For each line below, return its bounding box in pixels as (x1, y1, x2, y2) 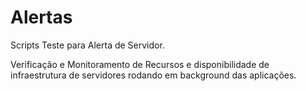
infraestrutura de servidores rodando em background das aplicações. (10, 69, 297, 81)
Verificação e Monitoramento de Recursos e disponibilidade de (10, 58, 270, 70)
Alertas (10, 6, 73, 29)
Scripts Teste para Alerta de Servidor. (10, 39, 165, 51)
